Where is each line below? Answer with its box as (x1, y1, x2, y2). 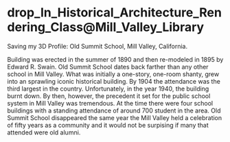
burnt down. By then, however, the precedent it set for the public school (7, 91, 211, 100)
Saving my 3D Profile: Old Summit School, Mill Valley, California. (7, 42, 187, 50)
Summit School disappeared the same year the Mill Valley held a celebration (7, 113, 222, 121)
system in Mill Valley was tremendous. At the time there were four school (7, 99, 214, 107)
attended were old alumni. (7, 128, 81, 137)
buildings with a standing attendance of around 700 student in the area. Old (7, 106, 221, 115)
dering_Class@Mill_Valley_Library (7, 19, 205, 35)
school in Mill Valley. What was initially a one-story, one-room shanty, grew (7, 70, 220, 78)
